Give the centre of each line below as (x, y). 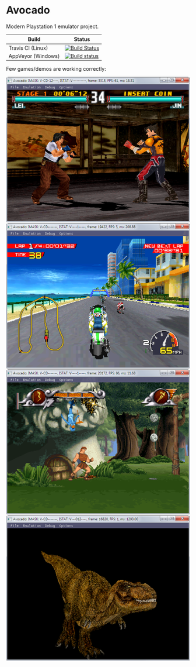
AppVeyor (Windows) (34, 56)
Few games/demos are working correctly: (56, 69)
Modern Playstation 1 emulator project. (52, 26)
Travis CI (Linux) (28, 48)
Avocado (28, 10)
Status (82, 39)
